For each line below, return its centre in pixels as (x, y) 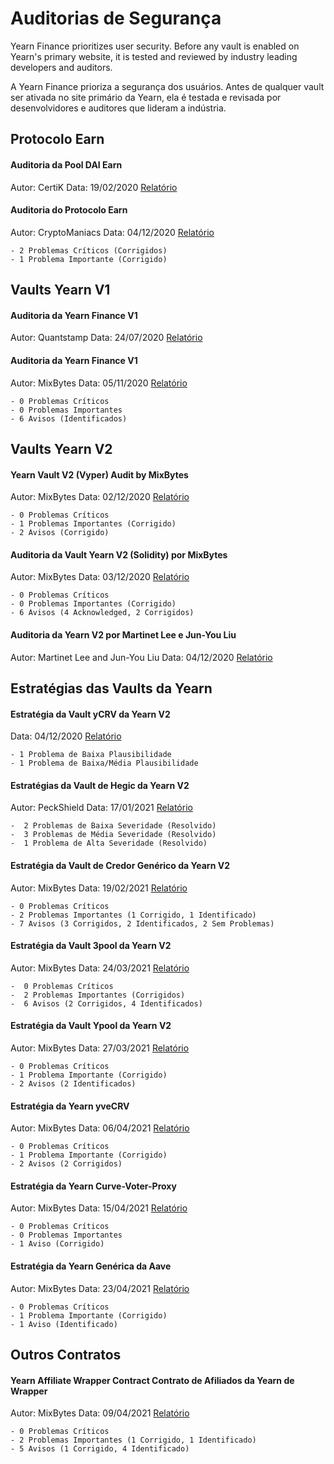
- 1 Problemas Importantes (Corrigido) (93, 524)
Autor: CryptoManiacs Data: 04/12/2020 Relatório (112, 232)
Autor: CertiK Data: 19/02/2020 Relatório (94, 187)
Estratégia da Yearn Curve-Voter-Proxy (93, 1186)
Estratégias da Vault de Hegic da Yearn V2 (100, 785)
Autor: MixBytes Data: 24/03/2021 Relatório (100, 968)
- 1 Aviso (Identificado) (64, 1324)
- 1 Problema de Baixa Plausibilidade (91, 755)
